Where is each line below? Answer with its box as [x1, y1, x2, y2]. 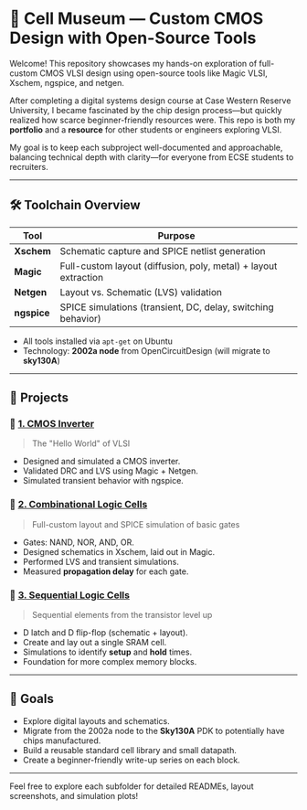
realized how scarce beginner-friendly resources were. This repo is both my [9, 114, 296, 125]
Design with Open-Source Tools [9, 27, 257, 48]
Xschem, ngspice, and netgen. [9, 77, 125, 88]
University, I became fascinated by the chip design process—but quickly [9, 104, 282, 115]
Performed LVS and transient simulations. [22, 556, 180, 567]
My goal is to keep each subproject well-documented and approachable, [9, 142, 283, 153]
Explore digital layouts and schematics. [22, 715, 171, 726]
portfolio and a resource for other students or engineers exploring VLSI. [9, 123, 282, 135]
